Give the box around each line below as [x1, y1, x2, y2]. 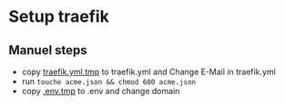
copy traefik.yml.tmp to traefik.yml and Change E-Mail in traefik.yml [21, 66, 277, 77]
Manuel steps [8, 43, 87, 58]
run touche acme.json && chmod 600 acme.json [21, 76, 197, 87]
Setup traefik [8, 6, 110, 27]
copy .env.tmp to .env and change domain [21, 86, 180, 96]
